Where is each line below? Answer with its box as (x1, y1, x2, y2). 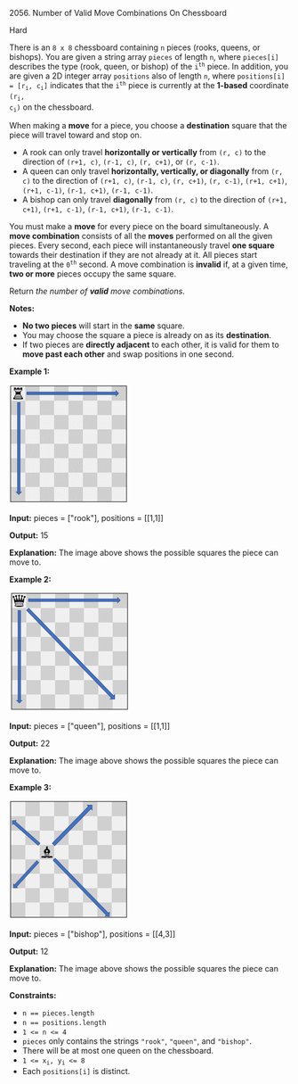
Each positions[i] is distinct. (21, 1065, 131, 1076)
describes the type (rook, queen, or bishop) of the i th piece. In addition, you (9, 62, 289, 71)
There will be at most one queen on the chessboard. (21, 1046, 214, 1056)
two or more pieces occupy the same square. (9, 269, 176, 279)
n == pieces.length (21, 1009, 95, 1018)
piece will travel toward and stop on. (9, 129, 142, 141)
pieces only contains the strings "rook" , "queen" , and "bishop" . (21, 1036, 252, 1047)
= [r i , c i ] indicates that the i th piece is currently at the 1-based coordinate (9, 80, 289, 92)
